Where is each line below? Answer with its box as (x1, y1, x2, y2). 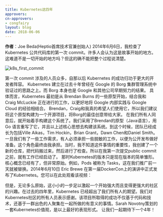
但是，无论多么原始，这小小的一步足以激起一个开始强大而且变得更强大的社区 (5, 183, 158, 188)
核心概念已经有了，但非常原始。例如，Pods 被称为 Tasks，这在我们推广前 (5, 160, 153, 166)
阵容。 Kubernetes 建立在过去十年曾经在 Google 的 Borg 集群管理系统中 (13, 81, 157, 87)
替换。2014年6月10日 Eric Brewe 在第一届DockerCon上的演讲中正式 (17, 166, 154, 172)
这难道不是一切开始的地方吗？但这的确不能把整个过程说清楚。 (5, 56, 129, 61)
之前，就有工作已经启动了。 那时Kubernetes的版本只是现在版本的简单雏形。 (5, 154, 157, 160)
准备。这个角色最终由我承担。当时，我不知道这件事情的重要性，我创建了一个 (5, 142, 158, 148)
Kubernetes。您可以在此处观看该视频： (13, 172, 92, 178)
